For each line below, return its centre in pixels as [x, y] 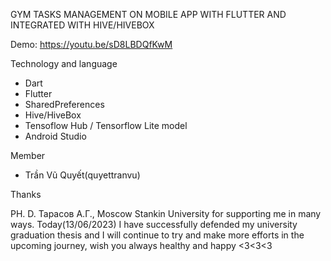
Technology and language [64, 63]
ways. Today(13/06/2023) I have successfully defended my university [154, 224]
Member [28, 155]
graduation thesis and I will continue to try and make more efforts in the [157, 235]
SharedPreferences [64, 104]
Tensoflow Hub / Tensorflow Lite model [106, 125]
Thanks [26, 194]
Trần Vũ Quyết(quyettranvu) [82, 175]
